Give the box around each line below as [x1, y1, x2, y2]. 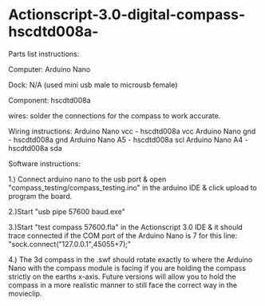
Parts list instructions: [8, 49, 80, 58]
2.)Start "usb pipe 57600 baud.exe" [8, 206, 125, 217]
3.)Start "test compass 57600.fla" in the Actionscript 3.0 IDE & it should [8, 222, 243, 232]
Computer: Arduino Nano [8, 64, 91, 74]
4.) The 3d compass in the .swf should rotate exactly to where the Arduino [8, 254, 253, 264]
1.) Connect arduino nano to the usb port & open [8, 174, 167, 184]
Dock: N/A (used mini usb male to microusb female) [8, 80, 178, 89]
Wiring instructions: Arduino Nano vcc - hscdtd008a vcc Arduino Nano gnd [8, 126, 256, 136]
